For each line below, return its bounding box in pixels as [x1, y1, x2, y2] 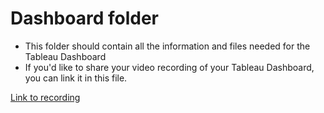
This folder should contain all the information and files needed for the [24, 40, 311, 52]
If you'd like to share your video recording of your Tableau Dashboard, [24, 61, 315, 73]
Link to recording [10, 91, 81, 103]
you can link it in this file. [24, 72, 128, 84]
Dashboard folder [10, 7, 159, 30]
